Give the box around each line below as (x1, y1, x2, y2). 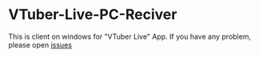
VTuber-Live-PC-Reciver (8, 6, 177, 24)
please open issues (8, 40, 72, 49)
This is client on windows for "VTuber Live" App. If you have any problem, (8, 32, 252, 41)
